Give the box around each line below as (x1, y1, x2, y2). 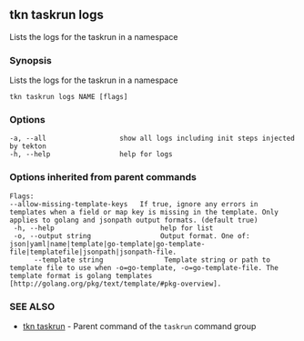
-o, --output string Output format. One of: (13, 231, 250, 240)
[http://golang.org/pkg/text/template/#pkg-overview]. (9, 279, 222, 288)
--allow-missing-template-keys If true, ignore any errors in (9, 199, 258, 208)
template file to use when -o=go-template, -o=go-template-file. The (9, 263, 279, 272)
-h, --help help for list (13, 223, 214, 233)
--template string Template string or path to (33, 255, 271, 265)
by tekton (9, 142, 47, 151)
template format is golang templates (9, 271, 153, 280)
